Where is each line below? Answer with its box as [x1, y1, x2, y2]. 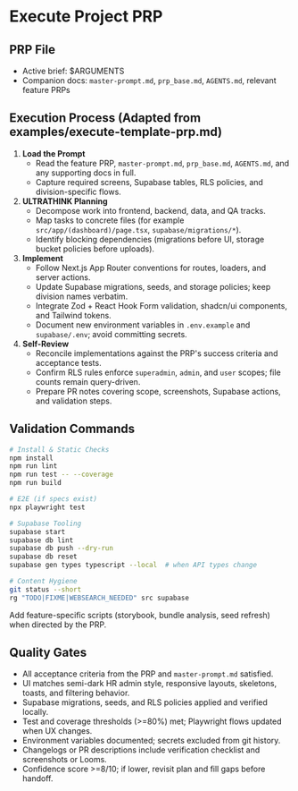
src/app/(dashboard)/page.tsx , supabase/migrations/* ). [35, 224, 242, 234]
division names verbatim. [35, 291, 128, 302]
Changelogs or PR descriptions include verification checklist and [21, 744, 261, 755]
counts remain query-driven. [35, 376, 141, 387]
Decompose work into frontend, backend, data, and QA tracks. [35, 205, 266, 216]
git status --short [9, 584, 82, 594]
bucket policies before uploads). [35, 243, 154, 254]
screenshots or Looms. [21, 754, 107, 765]
